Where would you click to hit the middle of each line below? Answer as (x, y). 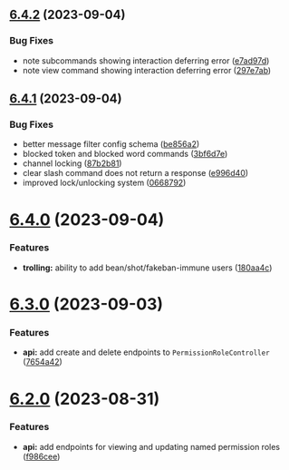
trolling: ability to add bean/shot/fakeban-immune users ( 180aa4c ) (147, 268)
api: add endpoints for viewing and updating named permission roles (151, 446)
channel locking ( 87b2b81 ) (72, 163)
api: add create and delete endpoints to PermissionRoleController (146, 352)
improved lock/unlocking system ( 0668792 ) (104, 183)
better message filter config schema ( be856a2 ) (111, 144)
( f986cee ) (41, 456)
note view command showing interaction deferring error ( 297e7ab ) (147, 70)
